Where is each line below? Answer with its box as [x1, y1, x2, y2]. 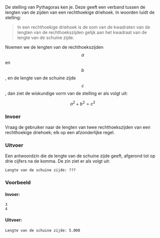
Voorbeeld [5, 179, 31, 186]
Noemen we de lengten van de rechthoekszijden [5, 44, 103, 50]
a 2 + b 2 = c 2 [70, 100, 96, 106]
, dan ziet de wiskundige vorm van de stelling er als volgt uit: [5, 91, 128, 96]
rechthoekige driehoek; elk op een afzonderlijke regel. [5, 129, 115, 135]
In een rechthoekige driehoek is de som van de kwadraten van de [17, 24, 150, 30]
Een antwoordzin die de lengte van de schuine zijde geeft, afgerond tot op [5, 153, 156, 159]
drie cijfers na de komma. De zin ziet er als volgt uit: [5, 158, 110, 164]
